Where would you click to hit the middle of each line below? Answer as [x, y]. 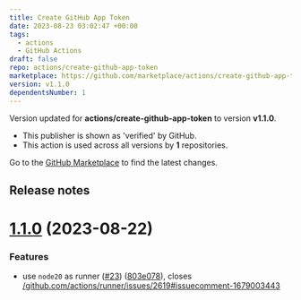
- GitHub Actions [50, 51]
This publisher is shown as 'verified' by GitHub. [109, 135]
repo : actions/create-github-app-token [84, 68]
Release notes [50, 190]
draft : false [34, 59]
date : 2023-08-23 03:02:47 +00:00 [74, 26]
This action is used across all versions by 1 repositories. [125, 145]
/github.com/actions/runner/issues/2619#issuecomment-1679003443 [151, 286]
